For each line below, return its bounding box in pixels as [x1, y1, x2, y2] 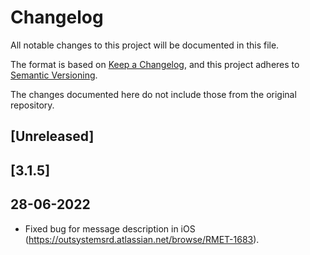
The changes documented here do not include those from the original [10, 88, 297, 100]
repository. [10, 99, 55, 111]
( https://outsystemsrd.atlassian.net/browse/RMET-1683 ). [24, 233, 260, 245]
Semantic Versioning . [10, 69, 98, 81]
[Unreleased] [10, 128, 95, 145]
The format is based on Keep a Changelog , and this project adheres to [10, 58, 300, 70]
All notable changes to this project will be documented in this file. [10, 39, 280, 51]
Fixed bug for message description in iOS [24, 222, 196, 235]
